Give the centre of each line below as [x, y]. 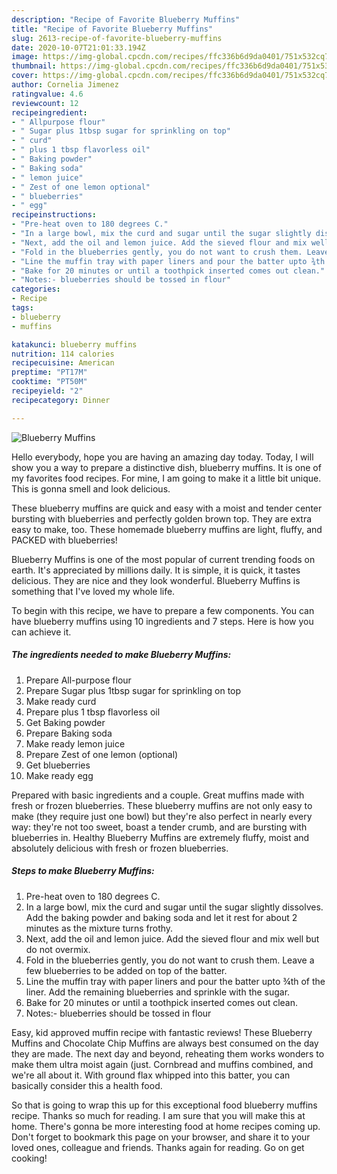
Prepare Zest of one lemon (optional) [102, 754]
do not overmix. [58, 949]
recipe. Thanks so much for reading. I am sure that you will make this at [158, 1115]
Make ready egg [59, 775]
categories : [36, 289]
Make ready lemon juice [75, 743]
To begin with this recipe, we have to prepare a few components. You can [163, 610]
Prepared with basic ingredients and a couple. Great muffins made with [158, 795]
